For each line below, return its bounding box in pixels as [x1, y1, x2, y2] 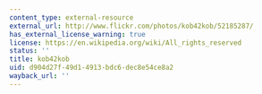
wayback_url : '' [9, 72, 70, 81]
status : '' [9, 47, 50, 56]
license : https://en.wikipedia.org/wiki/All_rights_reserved [9, 38, 242, 47]
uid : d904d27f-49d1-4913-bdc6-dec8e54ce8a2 [9, 64, 174, 73]
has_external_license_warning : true [9, 30, 146, 38]
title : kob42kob [9, 55, 70, 64]
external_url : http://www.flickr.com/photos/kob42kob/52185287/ [9, 21, 254, 30]
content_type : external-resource [9, 13, 134, 22]
